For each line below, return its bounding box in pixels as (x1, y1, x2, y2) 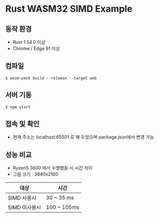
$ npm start (5, 104, 31, 110)
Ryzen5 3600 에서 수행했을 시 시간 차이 (12, 165, 93, 171)
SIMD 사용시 (8, 195, 37, 202)
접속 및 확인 (5, 120, 40, 128)
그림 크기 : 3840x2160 (12, 171, 59, 177)
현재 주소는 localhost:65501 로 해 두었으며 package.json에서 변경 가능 (12, 134, 154, 140)
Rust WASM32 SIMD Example (5, 3, 132, 15)
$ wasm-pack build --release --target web (5, 75, 97, 80)
